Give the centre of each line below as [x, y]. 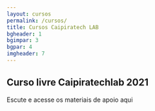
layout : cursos [29, 14]
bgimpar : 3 [23, 41]
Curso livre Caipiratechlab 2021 [78, 83]
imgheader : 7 [26, 54]
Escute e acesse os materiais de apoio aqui [70, 100]
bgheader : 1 [24, 34]
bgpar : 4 [19, 47]
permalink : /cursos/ [37, 21]
